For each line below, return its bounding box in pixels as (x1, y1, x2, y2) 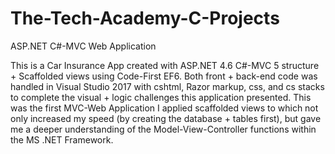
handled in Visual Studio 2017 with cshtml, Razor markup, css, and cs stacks (10, 80, 325, 92)
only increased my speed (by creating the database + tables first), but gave (10, 112, 322, 124)
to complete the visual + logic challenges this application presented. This (10, 91, 312, 103)
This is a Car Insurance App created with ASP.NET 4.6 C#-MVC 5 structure (10, 59, 320, 71)
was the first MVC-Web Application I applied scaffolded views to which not (10, 102, 319, 114)
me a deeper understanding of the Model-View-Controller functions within (10, 123, 317, 135)
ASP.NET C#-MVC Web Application (10, 40, 157, 52)
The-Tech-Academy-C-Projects (10, 7, 280, 30)
